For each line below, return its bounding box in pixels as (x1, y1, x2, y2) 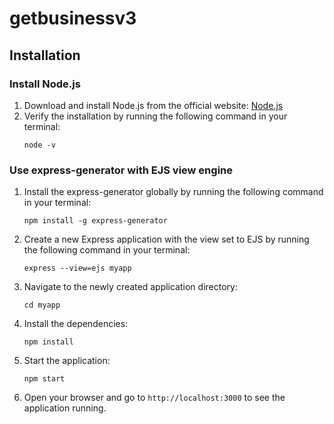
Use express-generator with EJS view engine (9, 163, 233, 177)
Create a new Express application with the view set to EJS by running (23, 233, 310, 246)
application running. (23, 402, 107, 414)
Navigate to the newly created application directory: (23, 281, 238, 293)
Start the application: (23, 355, 111, 367)
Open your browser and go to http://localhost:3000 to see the (23, 392, 286, 404)
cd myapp (23, 300, 61, 311)
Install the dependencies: (23, 318, 129, 330)
